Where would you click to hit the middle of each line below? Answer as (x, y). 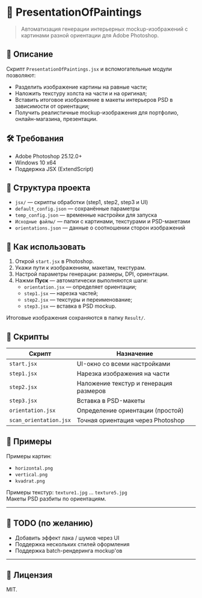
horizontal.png (34, 468)
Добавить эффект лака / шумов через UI (67, 538)
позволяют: (21, 75)
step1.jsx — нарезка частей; (61, 293)
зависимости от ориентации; (52, 106)
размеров (91, 391)
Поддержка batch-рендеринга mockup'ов (69, 550)
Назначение (135, 354)
